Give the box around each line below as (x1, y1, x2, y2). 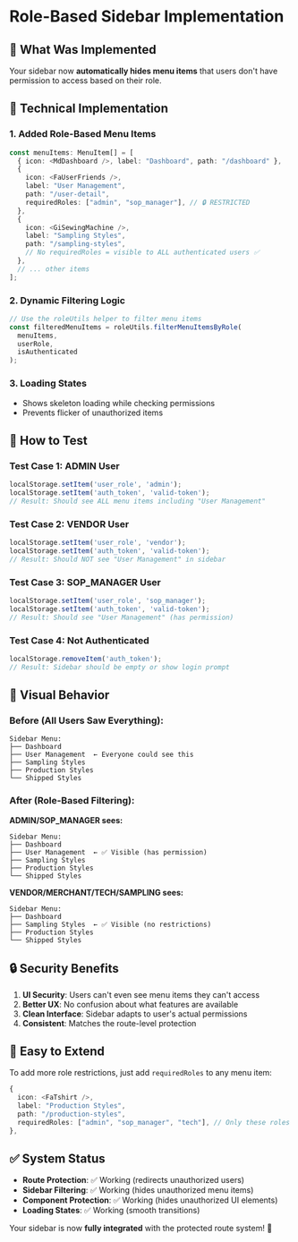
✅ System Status (9, 1151, 106, 1166)
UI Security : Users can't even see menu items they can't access (21, 989, 260, 1000)
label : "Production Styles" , (17, 1102, 126, 1110)
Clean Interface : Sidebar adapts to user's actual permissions (21, 1008, 248, 1019)
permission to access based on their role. (9, 75, 163, 86)
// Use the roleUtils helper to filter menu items (9, 314, 202, 323)
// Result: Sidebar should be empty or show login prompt (9, 662, 230, 672)
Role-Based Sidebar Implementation (9, 6, 285, 27)
